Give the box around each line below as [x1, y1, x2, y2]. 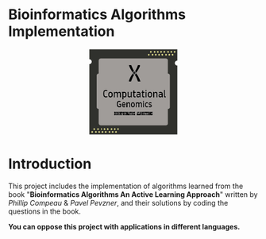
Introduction [8, 155, 92, 173]
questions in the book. [8, 206, 82, 216]
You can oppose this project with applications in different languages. [8, 222, 241, 231]
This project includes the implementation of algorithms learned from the [8, 181, 244, 191]
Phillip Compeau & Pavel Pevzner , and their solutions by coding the [8, 198, 229, 207]
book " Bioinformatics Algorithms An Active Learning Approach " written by [8, 189, 258, 199]
